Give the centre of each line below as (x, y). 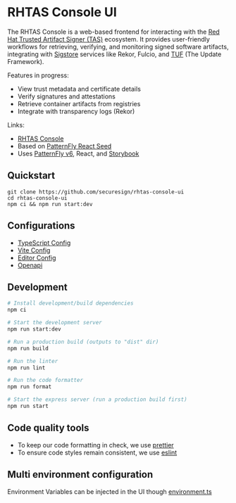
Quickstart (31, 176)
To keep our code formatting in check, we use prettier (95, 445)
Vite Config (34, 250)
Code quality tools (48, 428)
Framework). (26, 61)
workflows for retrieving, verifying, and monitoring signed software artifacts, (118, 46)
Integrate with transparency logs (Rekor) (76, 111)
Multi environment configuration (80, 475)
